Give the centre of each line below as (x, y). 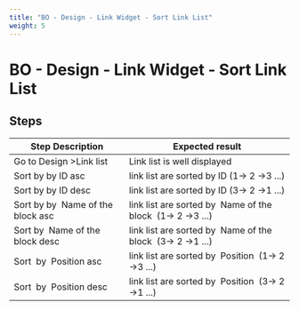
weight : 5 (28, 26)
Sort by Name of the (57, 230)
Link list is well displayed (180, 161)
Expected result (207, 146)
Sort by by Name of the (64, 204)
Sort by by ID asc (49, 176)
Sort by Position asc (58, 261)
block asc (34, 216)
